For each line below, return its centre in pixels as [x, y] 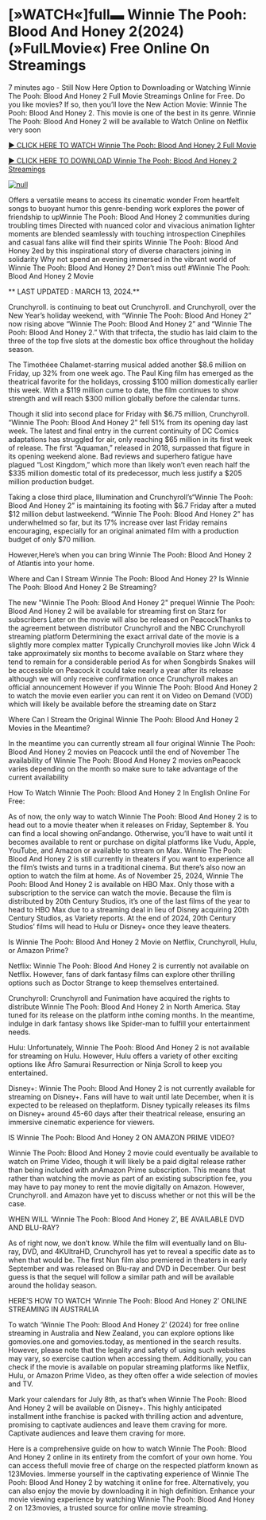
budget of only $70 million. [52, 539]
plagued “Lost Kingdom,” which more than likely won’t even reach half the [129, 464]
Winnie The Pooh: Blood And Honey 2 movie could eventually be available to [133, 1153]
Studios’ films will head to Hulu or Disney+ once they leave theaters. [120, 926]
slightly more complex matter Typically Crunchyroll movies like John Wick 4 [132, 645]
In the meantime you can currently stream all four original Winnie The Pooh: [132, 743]
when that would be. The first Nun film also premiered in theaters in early [128, 1260]
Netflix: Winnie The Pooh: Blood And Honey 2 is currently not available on [129, 966]
